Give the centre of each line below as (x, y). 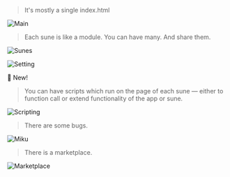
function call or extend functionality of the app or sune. (103, 98)
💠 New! (18, 77)
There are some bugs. (56, 125)
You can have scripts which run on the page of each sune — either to (124, 91)
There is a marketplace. (58, 152)
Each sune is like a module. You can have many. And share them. (117, 37)
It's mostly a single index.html (67, 10)
